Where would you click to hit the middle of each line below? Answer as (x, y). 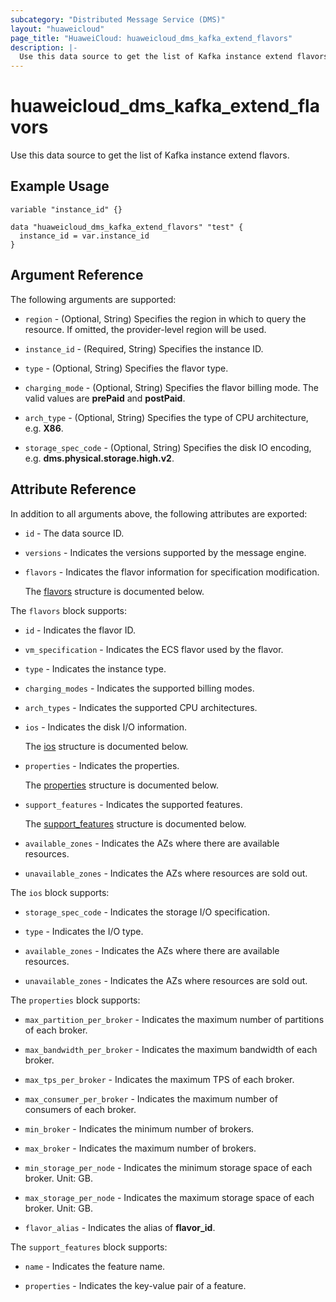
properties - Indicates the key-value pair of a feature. (135, 1285)
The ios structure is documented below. (106, 746)
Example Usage (60, 186)
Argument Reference (77, 275)
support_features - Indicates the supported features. (133, 804)
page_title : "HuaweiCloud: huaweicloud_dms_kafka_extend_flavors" (151, 38)
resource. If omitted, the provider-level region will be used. (145, 329)
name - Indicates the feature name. (95, 1266)
